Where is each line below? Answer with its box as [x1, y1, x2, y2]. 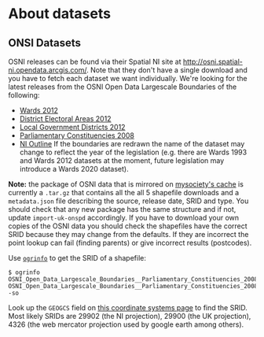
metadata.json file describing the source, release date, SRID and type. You [8, 196, 249, 206]
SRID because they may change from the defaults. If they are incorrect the [8, 230, 249, 239]
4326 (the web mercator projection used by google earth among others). [8, 320, 244, 329]
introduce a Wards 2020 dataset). [19, 165, 129, 173]
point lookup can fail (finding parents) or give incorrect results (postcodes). [8, 238, 252, 247]
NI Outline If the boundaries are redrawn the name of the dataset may [19, 139, 245, 148]
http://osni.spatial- [183, 57, 244, 66]
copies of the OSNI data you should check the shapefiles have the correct [8, 221, 247, 231]
